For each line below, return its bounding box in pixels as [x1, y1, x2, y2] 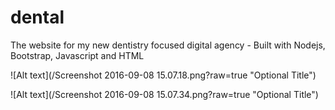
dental [10, 6, 65, 29]
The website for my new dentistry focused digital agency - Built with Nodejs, [10, 39, 326, 51]
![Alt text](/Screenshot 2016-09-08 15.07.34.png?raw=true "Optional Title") [10, 88, 319, 100]
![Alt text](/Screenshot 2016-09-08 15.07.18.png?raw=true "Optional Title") [10, 69, 317, 81]
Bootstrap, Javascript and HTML [10, 49, 145, 61]
